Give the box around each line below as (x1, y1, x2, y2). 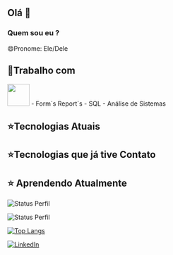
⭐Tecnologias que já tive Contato (7, 149, 156, 161)
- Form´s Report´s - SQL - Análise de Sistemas (30, 99, 166, 108)
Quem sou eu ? (7, 28, 60, 38)
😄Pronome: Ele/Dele (7, 44, 68, 53)
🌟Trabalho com (7, 65, 76, 77)
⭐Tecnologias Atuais (7, 120, 100, 132)
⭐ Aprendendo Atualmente (7, 177, 127, 189)
